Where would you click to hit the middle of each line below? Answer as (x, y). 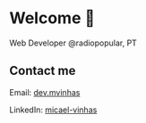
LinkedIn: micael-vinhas (53, 110)
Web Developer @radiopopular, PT (73, 43)
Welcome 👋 (52, 18)
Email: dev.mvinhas (45, 92)
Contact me (43, 71)
